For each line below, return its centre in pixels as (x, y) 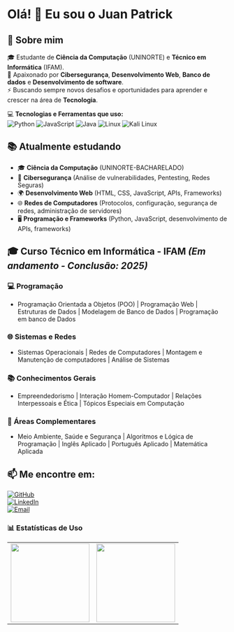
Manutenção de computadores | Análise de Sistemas (93, 360)
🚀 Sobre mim (36, 40)
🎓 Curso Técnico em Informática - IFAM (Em (107, 252)
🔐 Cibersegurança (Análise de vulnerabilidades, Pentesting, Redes (114, 177)
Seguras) (30, 185)
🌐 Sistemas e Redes (42, 337)
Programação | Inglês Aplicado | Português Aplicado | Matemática (112, 444)
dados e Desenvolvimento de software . (66, 82)
